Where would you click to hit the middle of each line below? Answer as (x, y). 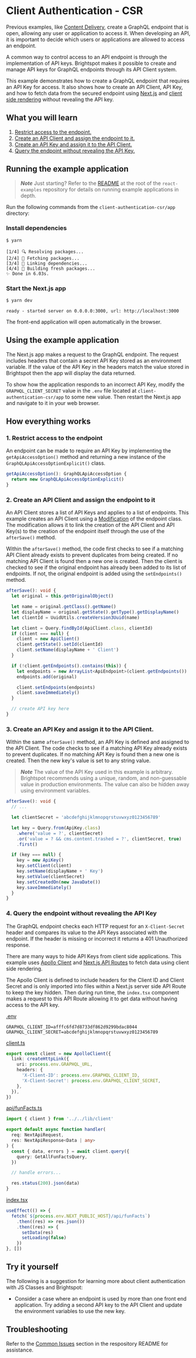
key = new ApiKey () (40, 860)
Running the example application (67, 169)
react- (170, 184)
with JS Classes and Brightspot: (44, 1287)
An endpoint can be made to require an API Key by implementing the (89, 451)
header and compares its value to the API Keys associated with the (87, 932)
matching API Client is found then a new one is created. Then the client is (94, 561)
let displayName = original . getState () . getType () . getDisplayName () (95, 612)
